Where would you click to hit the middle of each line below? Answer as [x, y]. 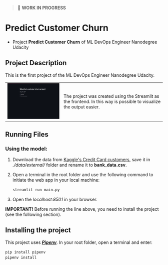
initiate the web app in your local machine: [56, 180]
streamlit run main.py [36, 190]
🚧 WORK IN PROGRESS [41, 8]
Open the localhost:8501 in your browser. [55, 200]
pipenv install [21, 257]
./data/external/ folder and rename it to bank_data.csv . [69, 165]
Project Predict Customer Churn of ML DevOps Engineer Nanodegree [85, 42]
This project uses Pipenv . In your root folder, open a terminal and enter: [79, 242]
